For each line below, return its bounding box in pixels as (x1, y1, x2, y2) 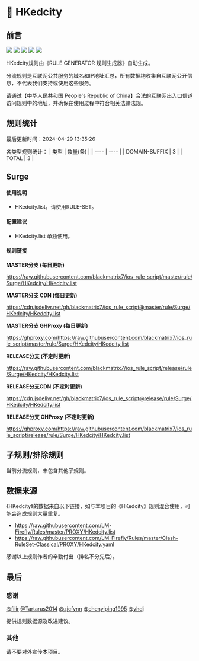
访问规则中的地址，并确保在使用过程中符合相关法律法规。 (6, 100, 146, 106)
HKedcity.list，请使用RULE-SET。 (14, 203, 97, 210)
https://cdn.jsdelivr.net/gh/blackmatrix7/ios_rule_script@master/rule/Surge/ (6, 304, 191, 311)
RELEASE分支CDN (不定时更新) (6, 382, 83, 390)
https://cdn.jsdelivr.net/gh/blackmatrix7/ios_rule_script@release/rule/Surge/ (6, 394, 192, 402)
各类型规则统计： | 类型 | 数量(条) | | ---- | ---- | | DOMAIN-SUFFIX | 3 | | (6, 148, 182, 155)
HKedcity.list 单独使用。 (14, 232, 73, 240)
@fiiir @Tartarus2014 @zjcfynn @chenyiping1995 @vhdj (6, 605, 144, 612)
